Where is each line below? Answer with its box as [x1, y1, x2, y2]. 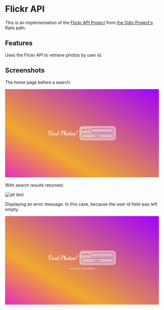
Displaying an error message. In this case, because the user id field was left [5, 201, 158, 207]
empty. [5, 207, 20, 213]
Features [5, 39, 33, 48]
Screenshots [5, 66, 45, 74]
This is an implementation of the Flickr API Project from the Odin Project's [5, 20, 153, 25]
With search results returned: [5, 182, 64, 188]
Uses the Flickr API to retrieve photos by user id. [5, 52, 102, 58]
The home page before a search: [5, 79, 71, 85]
